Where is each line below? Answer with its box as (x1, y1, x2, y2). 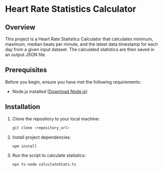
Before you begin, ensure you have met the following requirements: (5, 79, 141, 85)
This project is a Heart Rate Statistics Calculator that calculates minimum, (5, 36, 153, 42)
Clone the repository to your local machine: (12, 115, 100, 121)
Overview (5, 23, 36, 31)
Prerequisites (5, 66, 47, 74)
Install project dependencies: (12, 134, 71, 140)
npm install (12, 143, 37, 148)
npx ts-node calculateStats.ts (12, 162, 77, 167)
